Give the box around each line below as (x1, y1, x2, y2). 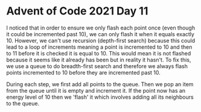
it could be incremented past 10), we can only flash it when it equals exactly (6, 30, 195, 37)
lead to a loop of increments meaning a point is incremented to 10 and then (6, 43, 193, 51)
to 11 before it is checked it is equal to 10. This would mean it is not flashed (6, 49, 191, 57)
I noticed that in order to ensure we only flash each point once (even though (6, 24, 195, 31)
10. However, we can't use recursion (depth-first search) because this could (6, 37, 196, 44)
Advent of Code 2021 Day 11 (6, 4, 148, 18)
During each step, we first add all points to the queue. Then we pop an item (6, 80, 194, 88)
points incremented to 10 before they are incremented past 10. (6, 69, 161, 76)
